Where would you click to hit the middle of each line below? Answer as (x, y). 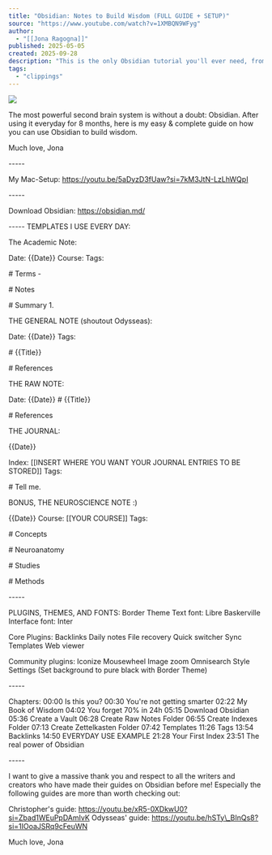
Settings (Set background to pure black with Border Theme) (108, 670)
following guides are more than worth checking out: (94, 793)
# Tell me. (25, 486)
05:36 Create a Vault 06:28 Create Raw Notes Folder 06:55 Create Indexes (133, 719)
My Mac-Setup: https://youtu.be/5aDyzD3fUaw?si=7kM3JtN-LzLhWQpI (128, 179)
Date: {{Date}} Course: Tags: (56, 257)
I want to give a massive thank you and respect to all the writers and (122, 775)
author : (21, 31)
